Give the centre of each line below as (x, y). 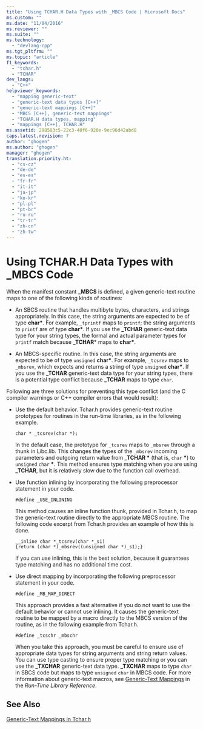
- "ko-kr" (24, 198)
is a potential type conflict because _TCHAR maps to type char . (94, 379)
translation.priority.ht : (39, 158)
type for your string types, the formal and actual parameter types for (101, 335)
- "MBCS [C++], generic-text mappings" (62, 113)
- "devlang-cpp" (32, 46)
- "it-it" (24, 187)
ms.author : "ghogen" (32, 147)
